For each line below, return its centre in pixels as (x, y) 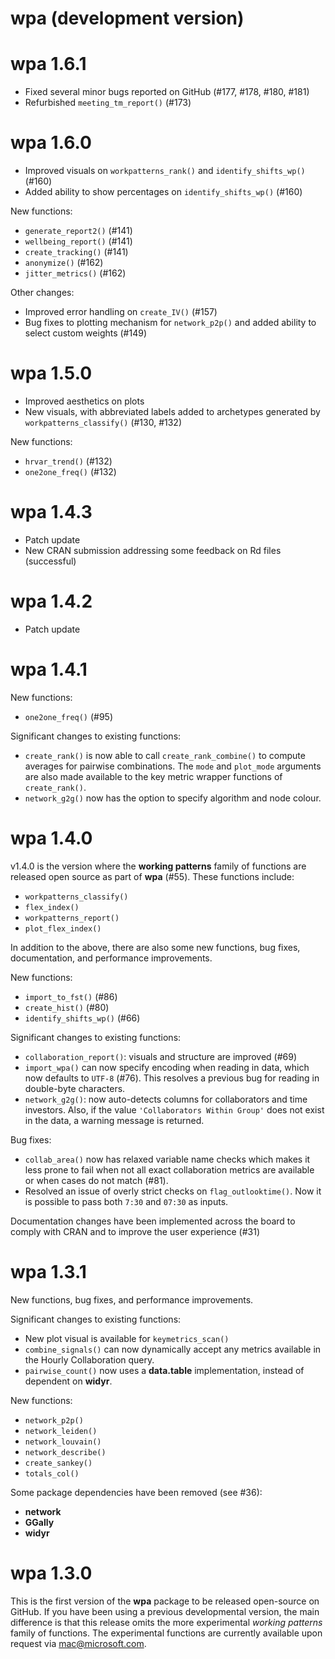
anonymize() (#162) (64, 263)
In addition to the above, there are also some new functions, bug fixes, (155, 947)
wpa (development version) (127, 18)
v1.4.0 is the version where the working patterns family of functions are (158, 866)
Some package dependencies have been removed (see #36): (136, 1492)
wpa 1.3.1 (48, 1271)
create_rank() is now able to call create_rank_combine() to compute (165, 755)
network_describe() (65, 1452)
